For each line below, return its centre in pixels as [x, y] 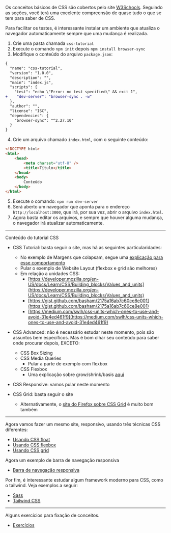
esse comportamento [42, 262]
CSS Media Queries [41, 358]
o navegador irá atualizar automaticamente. [58, 223]
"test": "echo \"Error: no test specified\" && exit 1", [76, 92]
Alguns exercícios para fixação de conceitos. [52, 515]
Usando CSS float [31, 439]
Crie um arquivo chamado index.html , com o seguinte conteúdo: [80, 140]
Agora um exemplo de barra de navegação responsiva [62, 460]
